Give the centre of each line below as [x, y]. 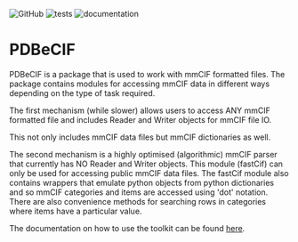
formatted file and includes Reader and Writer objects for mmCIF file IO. [141, 119]
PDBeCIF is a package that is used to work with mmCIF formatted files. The [147, 74]
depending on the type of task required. [82, 93]
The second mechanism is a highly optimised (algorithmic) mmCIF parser [143, 154]
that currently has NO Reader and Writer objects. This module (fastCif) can [146, 164]
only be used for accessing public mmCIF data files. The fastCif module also [149, 173]
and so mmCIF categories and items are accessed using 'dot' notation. [139, 192]
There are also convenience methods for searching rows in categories [138, 201]
